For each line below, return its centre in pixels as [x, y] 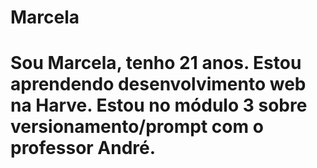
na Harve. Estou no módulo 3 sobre [159, 105]
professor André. [83, 148]
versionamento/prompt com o [137, 127]
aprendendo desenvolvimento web [158, 84]
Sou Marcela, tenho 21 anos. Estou [156, 63]
